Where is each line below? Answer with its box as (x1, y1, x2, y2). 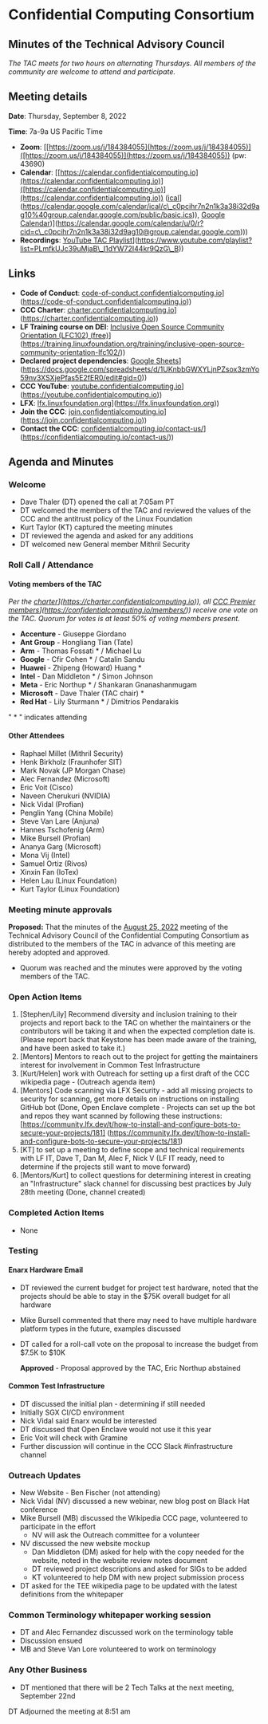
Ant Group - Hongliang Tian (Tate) (19, 638, 134, 647)
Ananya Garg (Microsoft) (19, 841, 101, 851)
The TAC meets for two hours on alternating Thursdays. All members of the (8, 58, 257, 68)
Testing (8, 1246, 38, 1257)
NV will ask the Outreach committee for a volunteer (31, 1530, 200, 1540)
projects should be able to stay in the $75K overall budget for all (19, 1291, 231, 1301)
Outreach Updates (8, 1470, 81, 1481)
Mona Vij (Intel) (19, 850, 70, 860)
